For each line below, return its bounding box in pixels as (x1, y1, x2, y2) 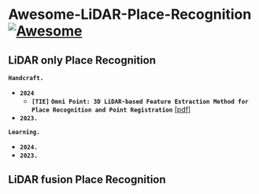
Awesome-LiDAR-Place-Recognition (8, 5, 252, 24)
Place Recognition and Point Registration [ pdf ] (31, 104, 191, 114)
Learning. (8, 128, 41, 136)
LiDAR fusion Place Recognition (8, 173, 167, 186)
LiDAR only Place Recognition (8, 53, 156, 67)
